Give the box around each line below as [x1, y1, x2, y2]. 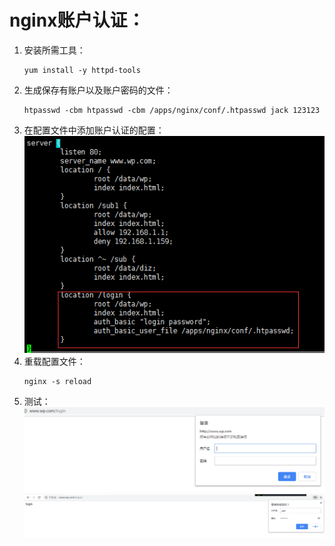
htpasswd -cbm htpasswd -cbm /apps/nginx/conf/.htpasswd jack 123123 [23, 105, 321, 115]
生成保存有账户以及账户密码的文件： [23, 84, 174, 96]
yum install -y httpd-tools [23, 65, 141, 75]
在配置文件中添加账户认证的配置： [23, 124, 165, 136]
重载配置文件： [23, 356, 86, 368]
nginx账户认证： [9, 9, 146, 32]
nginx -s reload [23, 377, 92, 387]
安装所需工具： [23, 44, 86, 56]
